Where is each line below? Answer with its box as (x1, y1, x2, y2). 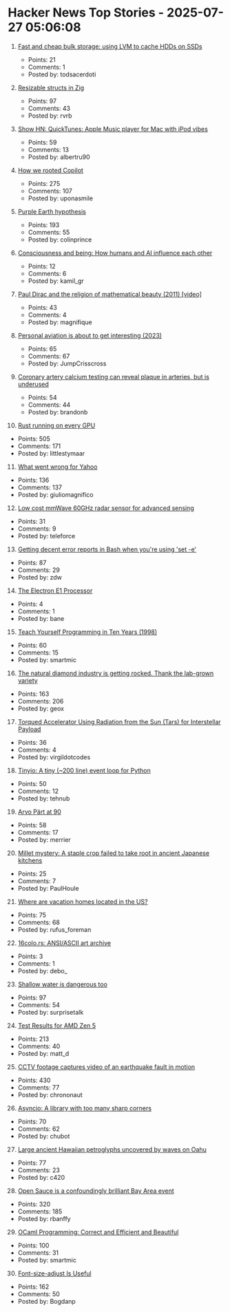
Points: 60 (17, 641, 48, 649)
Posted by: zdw (17, 573, 63, 581)
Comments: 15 (17, 648, 59, 657)
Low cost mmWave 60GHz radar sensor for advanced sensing (17, 504, 195, 512)
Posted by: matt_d (17, 1049, 70, 1057)
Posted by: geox (17, 704, 65, 712)
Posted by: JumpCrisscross (28, 359, 107, 368)
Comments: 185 (17, 1207, 63, 1216)
